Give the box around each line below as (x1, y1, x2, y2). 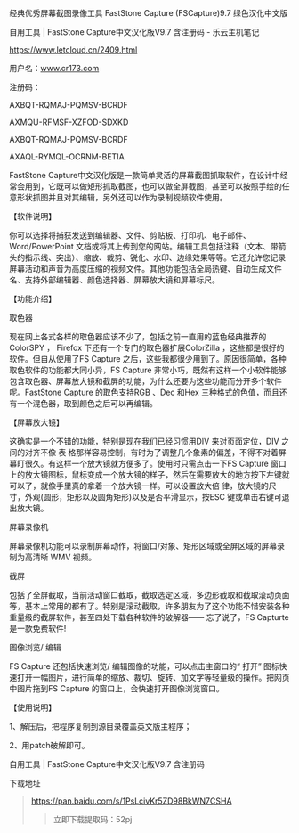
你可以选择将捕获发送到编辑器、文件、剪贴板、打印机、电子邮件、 (9, 230, 251, 241)
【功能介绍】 (9, 293, 56, 304)
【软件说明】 (9, 211, 56, 221)
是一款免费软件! (9, 623, 67, 633)
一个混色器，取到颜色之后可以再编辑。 (16, 398, 158, 408)
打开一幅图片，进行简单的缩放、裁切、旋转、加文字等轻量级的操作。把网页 (16, 672, 290, 682)
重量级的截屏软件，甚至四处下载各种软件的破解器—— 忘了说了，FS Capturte (9, 612, 289, 622)
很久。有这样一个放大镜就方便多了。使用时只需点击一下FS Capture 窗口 (24, 458, 287, 469)
